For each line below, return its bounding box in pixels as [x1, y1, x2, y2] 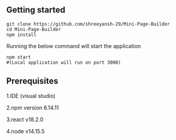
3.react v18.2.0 [6, 116, 44, 123]
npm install [6, 32, 37, 38]
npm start [6, 54, 32, 60]
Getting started [6, 5, 66, 15]
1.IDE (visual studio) [6, 92, 56, 99]
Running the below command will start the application [6, 42, 141, 49]
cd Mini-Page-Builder [6, 26, 62, 32]
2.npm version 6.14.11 [6, 103, 59, 111]
